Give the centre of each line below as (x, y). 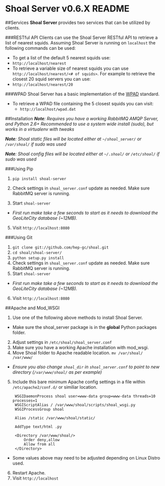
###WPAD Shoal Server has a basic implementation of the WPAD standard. (82, 94)
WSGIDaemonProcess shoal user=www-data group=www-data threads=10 (85, 396)
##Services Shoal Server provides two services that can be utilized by (78, 22)
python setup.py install (38, 258)
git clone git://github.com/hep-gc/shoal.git (60, 247)
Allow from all (39, 444)
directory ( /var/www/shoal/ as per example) (57, 372)
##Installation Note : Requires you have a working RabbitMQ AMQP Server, (82, 118)
